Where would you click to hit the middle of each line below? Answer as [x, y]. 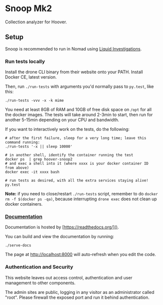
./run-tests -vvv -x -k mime [34, 101]
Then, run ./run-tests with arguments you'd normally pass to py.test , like [80, 87]
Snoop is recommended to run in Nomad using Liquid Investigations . [73, 48]
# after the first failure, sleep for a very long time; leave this [76, 138]
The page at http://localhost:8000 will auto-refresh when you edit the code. [81, 255]
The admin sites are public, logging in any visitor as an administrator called [80, 292]
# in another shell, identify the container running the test [69, 155]
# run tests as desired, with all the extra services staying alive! [77, 181]
